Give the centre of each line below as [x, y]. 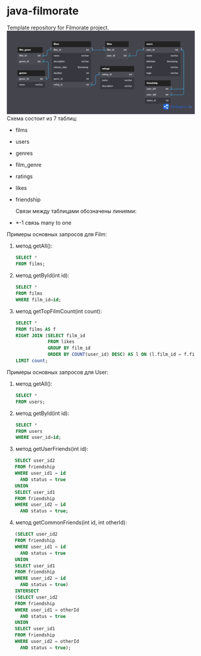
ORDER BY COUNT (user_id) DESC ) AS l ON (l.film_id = [114, 355]
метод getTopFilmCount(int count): [58, 311]
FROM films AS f [35, 329]
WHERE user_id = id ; [38, 438]
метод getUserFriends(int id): [52, 449]
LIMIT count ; [32, 361]
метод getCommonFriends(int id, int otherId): [71, 523]
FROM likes [61, 342]
